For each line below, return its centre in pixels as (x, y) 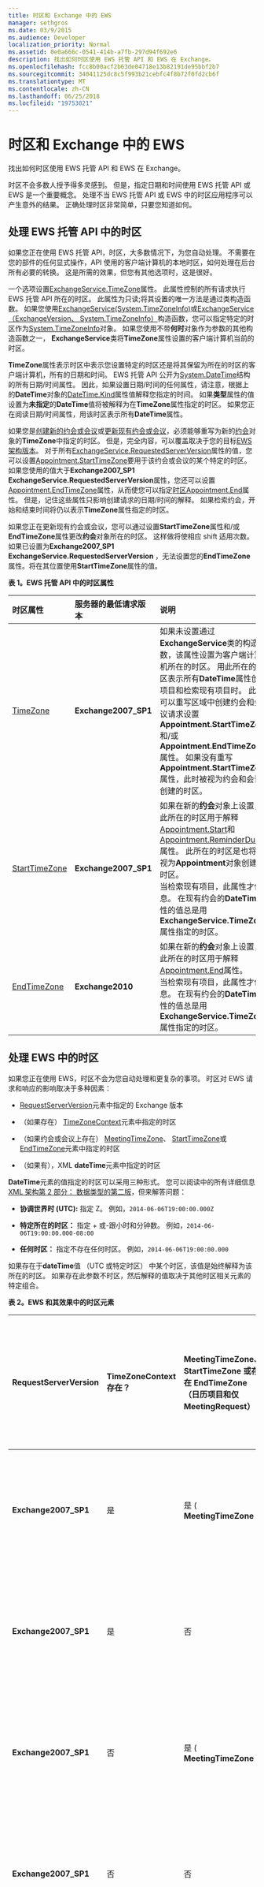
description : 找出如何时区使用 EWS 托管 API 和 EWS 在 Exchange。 (111, 60)
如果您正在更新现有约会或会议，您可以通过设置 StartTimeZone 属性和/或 (124, 526)
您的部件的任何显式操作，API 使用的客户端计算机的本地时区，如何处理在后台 (132, 262)
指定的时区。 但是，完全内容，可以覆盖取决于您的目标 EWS (158, 440)
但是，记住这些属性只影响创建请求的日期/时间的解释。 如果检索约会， (136, 500)
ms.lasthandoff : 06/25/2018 (54, 96)
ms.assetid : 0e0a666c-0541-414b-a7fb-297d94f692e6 (93, 52)
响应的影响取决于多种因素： (66, 1088)
